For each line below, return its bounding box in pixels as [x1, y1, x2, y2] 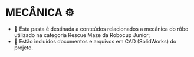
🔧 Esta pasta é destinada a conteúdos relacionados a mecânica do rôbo [14, 25, 189, 32]
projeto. [14, 44, 34, 51]
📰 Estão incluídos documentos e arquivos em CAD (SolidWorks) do [14, 38, 177, 45]
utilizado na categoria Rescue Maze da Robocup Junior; [14, 31, 150, 38]
